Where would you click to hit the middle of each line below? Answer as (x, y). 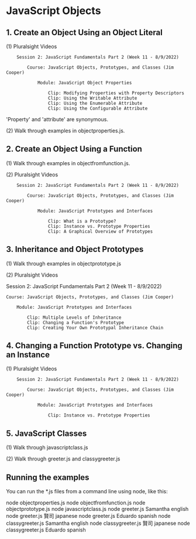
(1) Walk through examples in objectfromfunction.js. (68, 163)
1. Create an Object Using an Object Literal (84, 33)
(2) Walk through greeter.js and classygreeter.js (63, 459)
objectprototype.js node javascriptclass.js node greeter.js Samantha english (97, 509)
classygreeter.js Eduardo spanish (46, 530)
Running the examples (48, 477)
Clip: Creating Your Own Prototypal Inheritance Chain (95, 328)
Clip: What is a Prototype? (82, 221)
